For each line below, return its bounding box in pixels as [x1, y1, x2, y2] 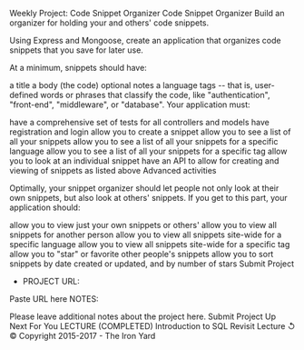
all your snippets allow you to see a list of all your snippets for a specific [9, 136, 279, 146]
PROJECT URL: [22, 276, 80, 286]
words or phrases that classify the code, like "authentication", [40, 90, 270, 100]
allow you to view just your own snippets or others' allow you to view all [9, 220, 277, 230]
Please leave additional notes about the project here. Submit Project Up [9, 311, 277, 322]
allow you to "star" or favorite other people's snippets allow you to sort [9, 249, 274, 259]
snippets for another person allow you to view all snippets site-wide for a [9, 229, 282, 240]
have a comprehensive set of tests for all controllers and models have [9, 117, 270, 127]
